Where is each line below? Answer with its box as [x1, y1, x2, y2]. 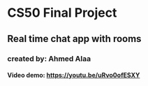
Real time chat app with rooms [7, 33, 142, 45]
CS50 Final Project [7, 5, 117, 21]
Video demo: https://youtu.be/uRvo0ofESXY [7, 71, 140, 80]
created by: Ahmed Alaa [7, 54, 91, 64]
